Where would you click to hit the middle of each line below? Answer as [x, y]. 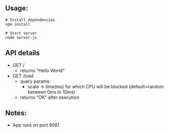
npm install [18, 24]
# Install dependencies [30, 20]
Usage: [17, 8]
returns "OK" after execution [50, 97]
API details [23, 53]
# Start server [21, 33]
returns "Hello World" [42, 71]
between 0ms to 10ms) [51, 92]
